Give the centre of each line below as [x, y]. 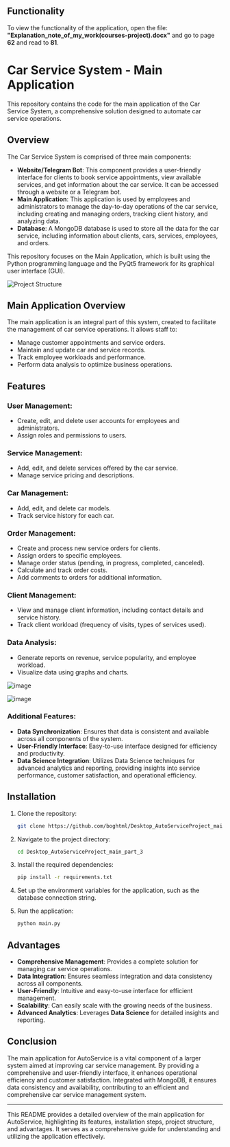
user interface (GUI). [36, 271]
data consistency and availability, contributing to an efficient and [98, 1087]
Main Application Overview [66, 305]
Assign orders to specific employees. [69, 555]
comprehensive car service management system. [77, 1094]
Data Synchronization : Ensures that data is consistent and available [113, 731]
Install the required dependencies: [65, 865]
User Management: [40, 406]
